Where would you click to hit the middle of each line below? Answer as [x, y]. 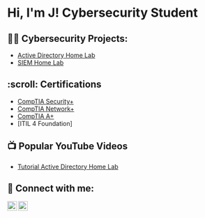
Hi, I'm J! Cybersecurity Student [102, 13]
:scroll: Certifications [54, 85]
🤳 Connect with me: [51, 188]
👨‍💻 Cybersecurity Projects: [68, 39]
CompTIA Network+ [46, 109]
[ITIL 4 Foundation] [45, 123]
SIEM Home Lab [40, 63]
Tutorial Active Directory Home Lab [68, 166]
